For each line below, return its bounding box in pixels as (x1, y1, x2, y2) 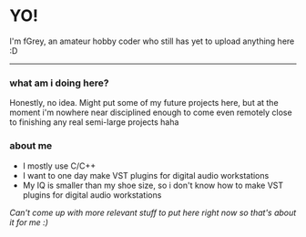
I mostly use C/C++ (22, 160, 97, 171)
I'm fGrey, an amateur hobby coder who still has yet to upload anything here (9, 36, 295, 46)
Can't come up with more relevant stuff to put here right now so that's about (9, 207, 297, 218)
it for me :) (9, 216, 48, 228)
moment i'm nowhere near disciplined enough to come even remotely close (9, 107, 293, 118)
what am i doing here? (9, 77, 109, 89)
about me (9, 139, 53, 152)
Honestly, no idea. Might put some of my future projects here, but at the (9, 98, 280, 108)
